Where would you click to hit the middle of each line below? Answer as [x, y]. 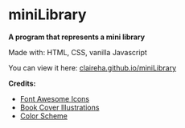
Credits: [22, 83]
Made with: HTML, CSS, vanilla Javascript [78, 52]
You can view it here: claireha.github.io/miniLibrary [92, 68]
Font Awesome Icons [55, 98]
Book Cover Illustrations [60, 107]
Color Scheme [44, 116]
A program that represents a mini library [77, 37]
